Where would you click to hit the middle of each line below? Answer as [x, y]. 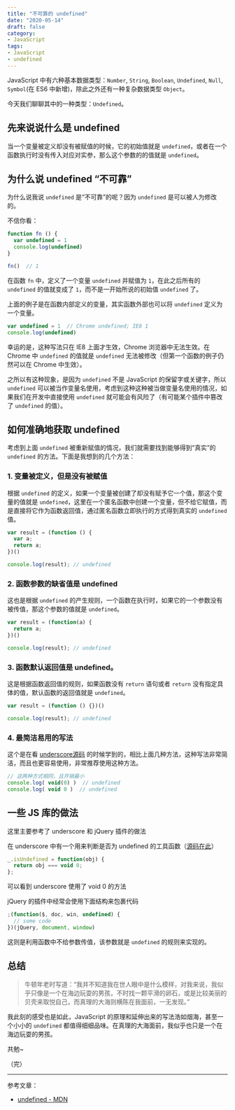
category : [22, 33]
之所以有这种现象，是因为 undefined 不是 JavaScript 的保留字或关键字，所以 [117, 379]
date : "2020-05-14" [36, 20]
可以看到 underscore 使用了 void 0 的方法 [67, 887]
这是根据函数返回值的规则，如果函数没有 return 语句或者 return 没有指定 [112, 684]
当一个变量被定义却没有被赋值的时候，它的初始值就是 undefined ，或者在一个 [117, 146]
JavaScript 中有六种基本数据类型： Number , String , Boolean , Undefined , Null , [115, 80]
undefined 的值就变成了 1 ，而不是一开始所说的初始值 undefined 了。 [105, 289]
